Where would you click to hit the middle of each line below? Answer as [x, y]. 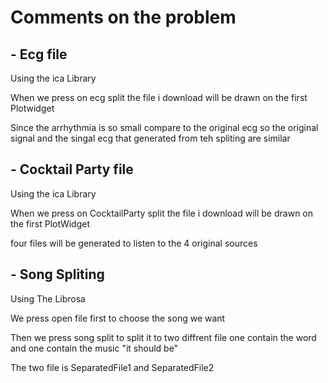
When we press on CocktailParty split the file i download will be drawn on [162, 213]
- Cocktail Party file [72, 169]
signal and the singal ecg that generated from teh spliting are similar [150, 138]
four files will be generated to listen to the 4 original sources [134, 243]
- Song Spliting [57, 274]
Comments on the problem [123, 17]
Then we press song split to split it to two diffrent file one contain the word [163, 337]
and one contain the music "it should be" [94, 348]
